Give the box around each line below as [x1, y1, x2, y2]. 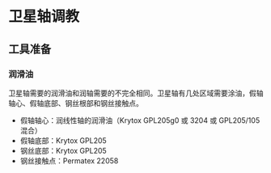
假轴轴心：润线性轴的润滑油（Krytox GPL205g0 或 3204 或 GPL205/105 [19, 115, 260, 125]
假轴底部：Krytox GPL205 [19, 135, 107, 146]
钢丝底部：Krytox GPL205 [19, 146, 107, 155]
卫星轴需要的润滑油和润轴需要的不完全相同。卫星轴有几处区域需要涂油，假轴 [8, 88, 264, 98]
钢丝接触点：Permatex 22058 [19, 155, 119, 166]
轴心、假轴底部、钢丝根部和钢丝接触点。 [8, 98, 143, 108]
